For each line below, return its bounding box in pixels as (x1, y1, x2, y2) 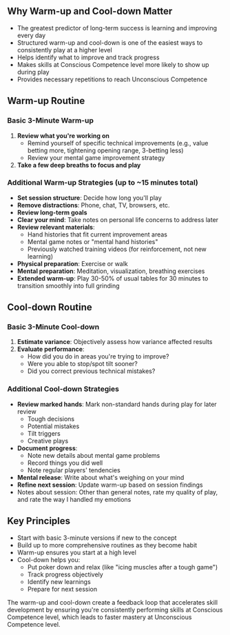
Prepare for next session (27, 585, 98, 593)
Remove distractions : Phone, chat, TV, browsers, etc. (17, 201, 170, 209)
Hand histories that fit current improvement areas (27, 230, 167, 239)
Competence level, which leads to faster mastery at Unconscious (7, 613, 192, 621)
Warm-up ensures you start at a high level (17, 548, 136, 556)
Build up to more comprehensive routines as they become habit (17, 541, 198, 549)
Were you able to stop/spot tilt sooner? (27, 360, 138, 368)
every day (17, 31, 46, 39)
